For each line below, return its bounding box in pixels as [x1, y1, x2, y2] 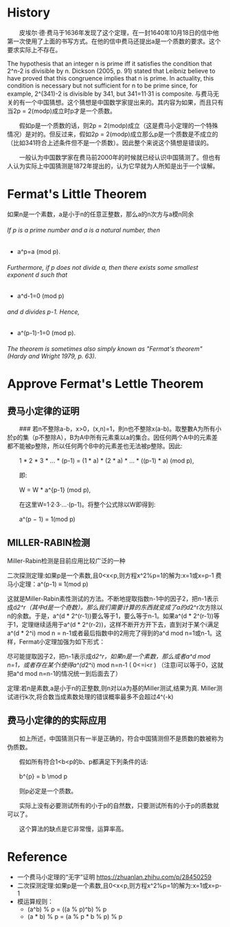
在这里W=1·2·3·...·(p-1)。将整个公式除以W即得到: [19, 500, 156, 509]
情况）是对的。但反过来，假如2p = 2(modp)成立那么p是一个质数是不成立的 [7, 129, 218, 138]
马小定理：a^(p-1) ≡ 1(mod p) [7, 579, 89, 588]
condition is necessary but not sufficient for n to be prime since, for [7, 81, 198, 89]
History [7, 5, 51, 21]
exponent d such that [7, 270, 67, 279]
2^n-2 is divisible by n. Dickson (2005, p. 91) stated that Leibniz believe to [7, 67, 216, 75]
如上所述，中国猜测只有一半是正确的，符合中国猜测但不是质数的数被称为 [19, 734, 224, 743]
